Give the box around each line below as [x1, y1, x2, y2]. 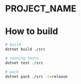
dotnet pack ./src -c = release [5, 74, 68, 79]
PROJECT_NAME [5, 3, 77, 14]
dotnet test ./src [5, 60, 43, 65]
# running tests [5, 56, 39, 61]
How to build [5, 26, 58, 37]
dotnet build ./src [5, 47, 46, 52]
